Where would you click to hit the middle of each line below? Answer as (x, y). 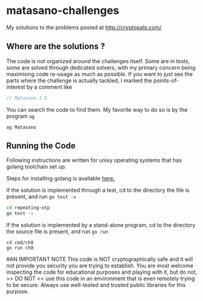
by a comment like (49, 87)
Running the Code (41, 146)
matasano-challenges (63, 11)
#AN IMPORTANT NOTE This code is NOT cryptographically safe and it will (100, 259)
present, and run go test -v (42, 197)
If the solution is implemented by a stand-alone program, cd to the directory (101, 225)
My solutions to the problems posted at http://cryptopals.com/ (84, 27)
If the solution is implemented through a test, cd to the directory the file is (98, 190)
